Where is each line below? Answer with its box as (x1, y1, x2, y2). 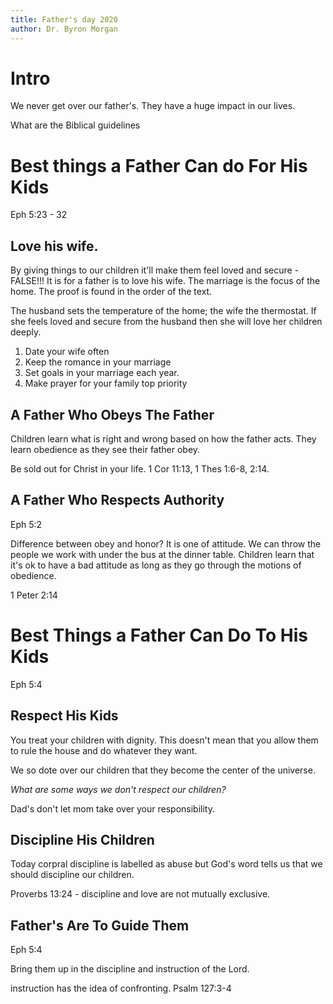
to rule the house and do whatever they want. (10, 744, 198, 756)
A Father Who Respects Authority (10, 492, 225, 509)
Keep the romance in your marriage (24, 356, 172, 368)
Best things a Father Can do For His (10, 154, 308, 177)
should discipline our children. (10, 869, 135, 881)
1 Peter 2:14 (10, 589, 58, 601)
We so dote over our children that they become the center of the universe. (10, 764, 316, 776)
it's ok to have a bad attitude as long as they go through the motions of (10, 559, 302, 571)
